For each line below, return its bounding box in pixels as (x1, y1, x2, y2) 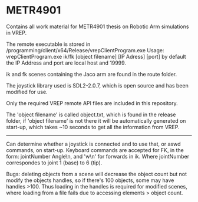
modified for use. (6, 88, 48, 95)
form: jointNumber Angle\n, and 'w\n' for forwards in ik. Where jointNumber (6, 153, 190, 160)
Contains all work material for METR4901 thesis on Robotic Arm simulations (6, 23, 189, 30)
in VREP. (6, 29, 27, 36)
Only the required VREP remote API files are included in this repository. (6, 99, 178, 106)
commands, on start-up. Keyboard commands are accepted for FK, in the (6, 146, 184, 153)
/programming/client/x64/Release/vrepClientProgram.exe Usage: (6, 46, 164, 53)
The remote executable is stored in (6, 41, 91, 48)
